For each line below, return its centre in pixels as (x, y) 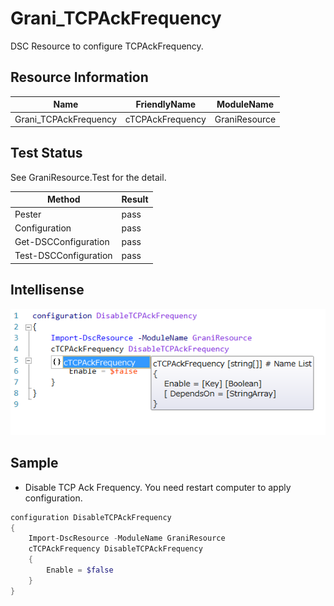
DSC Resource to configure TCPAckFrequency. (107, 46)
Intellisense (47, 290)
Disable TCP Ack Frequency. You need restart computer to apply (158, 487)
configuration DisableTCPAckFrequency (91, 517)
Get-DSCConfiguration (62, 242)
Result (135, 199)
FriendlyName (166, 104)
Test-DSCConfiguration (63, 256)
